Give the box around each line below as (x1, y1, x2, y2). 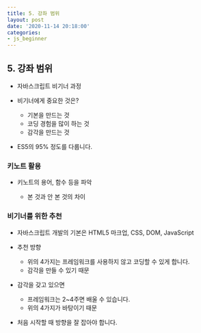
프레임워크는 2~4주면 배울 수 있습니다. (27, 295, 131, 303)
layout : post (7, 16, 44, 23)
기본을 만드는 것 (27, 111, 70, 119)
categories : (7, 29, 41, 36)
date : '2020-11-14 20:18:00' (7, 23, 90, 29)
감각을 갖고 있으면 (16, 280, 65, 289)
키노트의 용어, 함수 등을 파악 (16, 178, 92, 187)
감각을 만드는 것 (27, 128, 70, 136)
